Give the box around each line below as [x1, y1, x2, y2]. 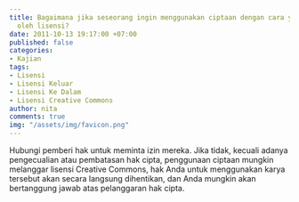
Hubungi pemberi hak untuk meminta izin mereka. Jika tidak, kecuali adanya [9, 145, 288, 156]
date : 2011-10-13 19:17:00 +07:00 [9, 29, 138, 38]
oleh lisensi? [17, 21, 69, 30]
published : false [9, 37, 74, 47]
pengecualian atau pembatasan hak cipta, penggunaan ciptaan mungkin [9, 155, 274, 165]
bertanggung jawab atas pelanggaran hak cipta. [9, 183, 185, 193]
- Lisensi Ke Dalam [9, 87, 82, 96]
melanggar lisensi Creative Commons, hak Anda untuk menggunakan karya [9, 164, 286, 174]
